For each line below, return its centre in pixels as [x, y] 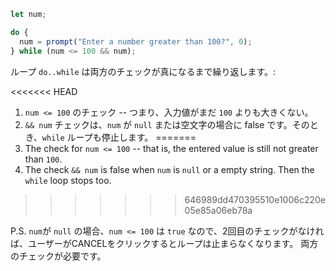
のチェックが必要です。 [58, 256]
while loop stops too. [68, 180]
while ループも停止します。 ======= [119, 137]
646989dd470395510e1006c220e [255, 199]
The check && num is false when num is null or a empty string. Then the [169, 169]
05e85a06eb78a [218, 210]
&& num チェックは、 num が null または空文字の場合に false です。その [167, 124]
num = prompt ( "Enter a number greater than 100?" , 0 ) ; [136, 41]
